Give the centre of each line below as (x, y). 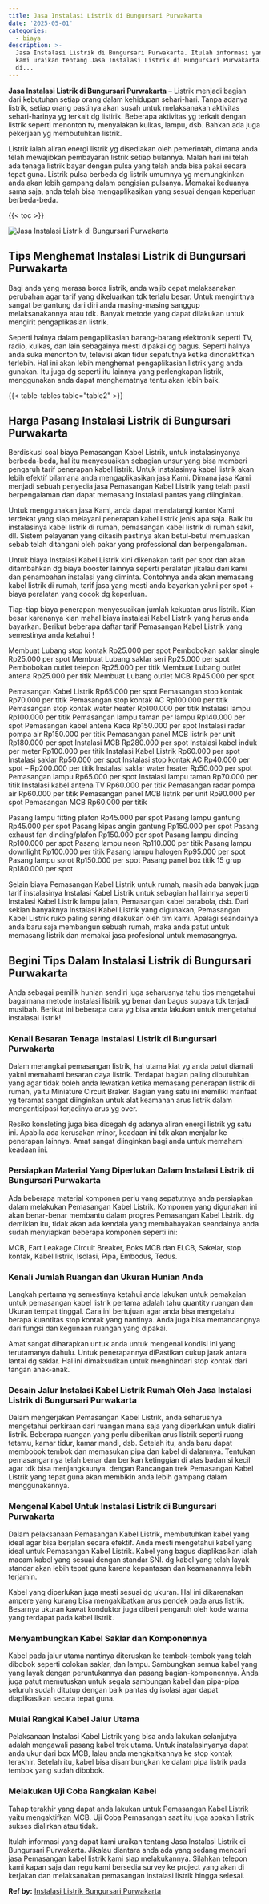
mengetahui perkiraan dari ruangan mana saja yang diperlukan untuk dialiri (132, 1426)
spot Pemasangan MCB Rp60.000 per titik (78, 803)
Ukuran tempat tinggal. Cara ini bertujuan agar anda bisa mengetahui (122, 1311)
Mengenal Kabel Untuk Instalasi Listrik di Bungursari (112, 1507)
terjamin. (23, 1576)
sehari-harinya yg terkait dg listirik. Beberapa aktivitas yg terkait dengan (127, 116)
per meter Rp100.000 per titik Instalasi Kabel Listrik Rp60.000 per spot (124, 751)
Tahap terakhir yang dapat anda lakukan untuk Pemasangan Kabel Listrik (128, 1809)
